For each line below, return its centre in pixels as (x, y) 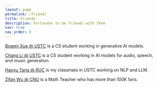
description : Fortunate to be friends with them (55, 23)
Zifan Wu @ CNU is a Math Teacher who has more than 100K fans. (71, 79)
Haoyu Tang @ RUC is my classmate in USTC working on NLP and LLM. (77, 70)
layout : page (18, 9)
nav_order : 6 (18, 32)
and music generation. (27, 61)
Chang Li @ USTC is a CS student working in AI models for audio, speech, (79, 55)
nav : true (15, 28)
